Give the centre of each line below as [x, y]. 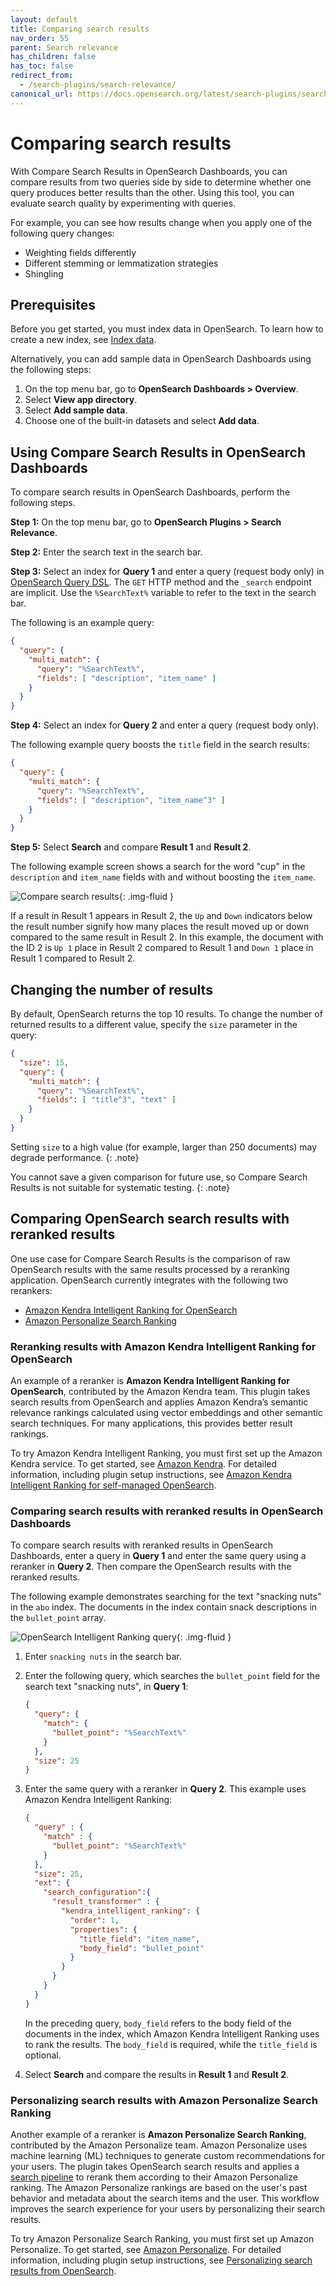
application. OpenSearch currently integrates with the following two [149, 1280]
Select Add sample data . [76, 410]
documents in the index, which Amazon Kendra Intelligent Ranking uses [172, 2033]
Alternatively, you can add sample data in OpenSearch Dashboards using [161, 359]
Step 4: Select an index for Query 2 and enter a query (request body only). [165, 725]
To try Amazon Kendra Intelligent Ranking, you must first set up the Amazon [166, 1453]
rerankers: [31, 1290]
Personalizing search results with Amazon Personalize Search [164, 2100]
